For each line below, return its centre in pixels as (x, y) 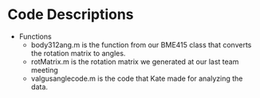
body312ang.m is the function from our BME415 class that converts (141, 44)
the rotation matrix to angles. (78, 53)
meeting (45, 70)
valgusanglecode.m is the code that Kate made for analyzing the (137, 78)
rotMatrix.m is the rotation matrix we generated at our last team (135, 62)
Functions (35, 36)
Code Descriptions (71, 15)
